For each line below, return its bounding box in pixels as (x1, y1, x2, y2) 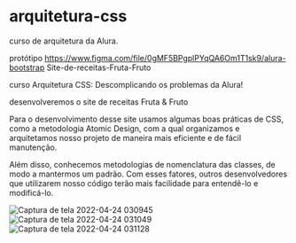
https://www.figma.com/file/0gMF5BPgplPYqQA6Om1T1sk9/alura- (43, 52, 286, 63)
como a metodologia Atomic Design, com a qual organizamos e (9, 122, 240, 134)
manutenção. (9, 142, 58, 153)
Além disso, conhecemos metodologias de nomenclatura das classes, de (9, 159, 277, 169)
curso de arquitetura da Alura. (9, 35, 119, 46)
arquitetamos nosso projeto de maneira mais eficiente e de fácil (9, 132, 242, 143)
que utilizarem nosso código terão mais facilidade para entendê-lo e (9, 177, 259, 188)
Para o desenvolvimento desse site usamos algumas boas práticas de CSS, (9, 114, 284, 124)
